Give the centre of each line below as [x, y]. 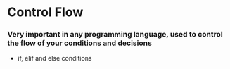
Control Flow [45, 12]
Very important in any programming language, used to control [115, 34]
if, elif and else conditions [55, 58]
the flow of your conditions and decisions [80, 43]
